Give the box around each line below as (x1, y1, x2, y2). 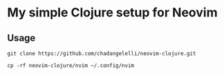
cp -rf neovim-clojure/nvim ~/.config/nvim (7, 62, 135, 69)
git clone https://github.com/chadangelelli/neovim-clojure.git (7, 50, 196, 57)
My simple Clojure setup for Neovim (7, 5, 218, 21)
